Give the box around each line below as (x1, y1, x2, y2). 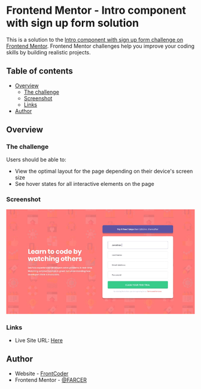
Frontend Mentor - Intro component (6, 4, 187, 17)
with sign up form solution (6, 16, 139, 30)
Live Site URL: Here (14, 337, 63, 344)
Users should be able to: (6, 156, 67, 163)
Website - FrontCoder (14, 370, 69, 377)
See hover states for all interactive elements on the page (14, 180, 154, 188)
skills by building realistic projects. (6, 48, 91, 56)
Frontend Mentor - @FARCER (14, 376, 87, 383)
